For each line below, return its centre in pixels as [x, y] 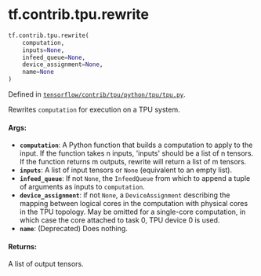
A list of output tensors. [46, 264]
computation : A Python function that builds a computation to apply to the [136, 145]
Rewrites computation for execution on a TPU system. [94, 110]
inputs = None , [43, 50]
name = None [38, 72]
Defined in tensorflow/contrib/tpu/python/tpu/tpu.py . [97, 94]
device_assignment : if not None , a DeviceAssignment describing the [125, 195]
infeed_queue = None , [54, 57]
